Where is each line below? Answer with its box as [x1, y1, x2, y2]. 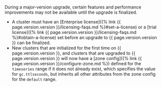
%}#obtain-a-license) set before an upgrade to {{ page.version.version [11, 34, 157, 40]
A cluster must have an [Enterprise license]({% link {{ [11, 19, 121, 25]
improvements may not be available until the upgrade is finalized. [4, 9, 137, 15]
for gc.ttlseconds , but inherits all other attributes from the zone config [11, 71, 156, 77]
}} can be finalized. [11, 40, 51, 46]
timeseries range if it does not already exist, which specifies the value [11, 66, 156, 72]
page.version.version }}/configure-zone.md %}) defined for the [11, 61, 142, 66]
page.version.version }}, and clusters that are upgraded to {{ [11, 50, 136, 56]
